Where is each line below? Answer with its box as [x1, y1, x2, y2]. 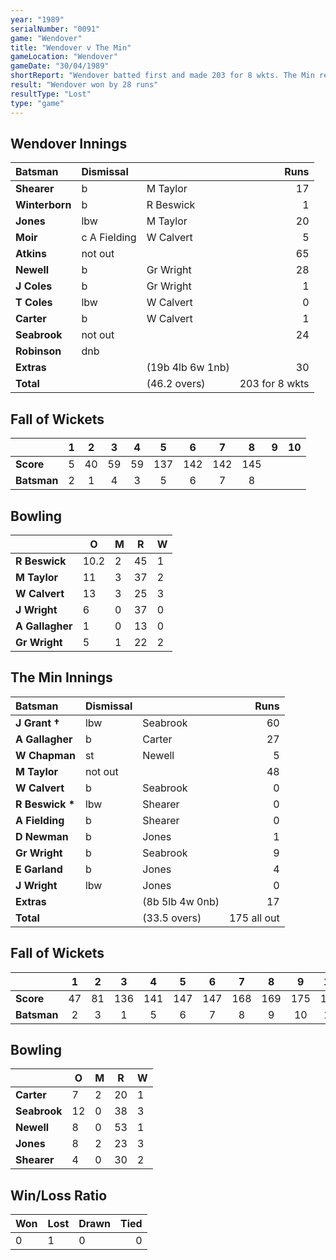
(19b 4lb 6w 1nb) [146, 361, 230, 375]
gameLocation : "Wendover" [10, 52, 118, 62]
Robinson [15, 344, 62, 358]
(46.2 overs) [146, 377, 206, 391]
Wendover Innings [10, 135, 128, 152]
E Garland [15, 862, 63, 876]
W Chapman [15, 748, 76, 762]
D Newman [15, 829, 69, 843]
